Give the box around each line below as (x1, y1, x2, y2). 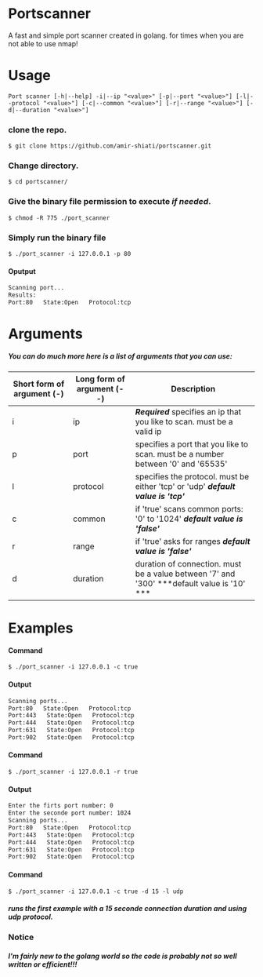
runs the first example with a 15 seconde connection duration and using (8, 904, 247, 913)
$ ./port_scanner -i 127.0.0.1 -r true (8, 768, 139, 776)
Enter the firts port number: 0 (8, 802, 113, 810)
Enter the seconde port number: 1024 (8, 809, 131, 817)
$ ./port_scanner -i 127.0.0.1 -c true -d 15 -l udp (8, 888, 184, 895)
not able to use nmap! (8, 38, 78, 48)
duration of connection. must (135, 559, 242, 570)
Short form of (13, 378, 65, 389)
